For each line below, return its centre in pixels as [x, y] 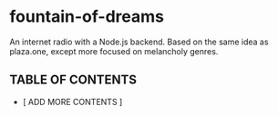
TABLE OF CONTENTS [73, 80]
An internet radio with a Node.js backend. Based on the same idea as [139, 42]
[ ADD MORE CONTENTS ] [72, 101]
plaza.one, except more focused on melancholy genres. [114, 51]
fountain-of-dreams [87, 17]
